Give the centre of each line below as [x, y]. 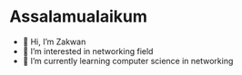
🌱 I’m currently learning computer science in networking [128, 61]
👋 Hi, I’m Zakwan [54, 42]
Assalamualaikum [78, 17]
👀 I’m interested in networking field [88, 51]
